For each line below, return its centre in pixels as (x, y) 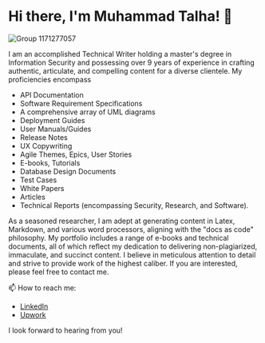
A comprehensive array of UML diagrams (87, 112)
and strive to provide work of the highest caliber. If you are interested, (123, 263)
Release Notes (44, 137)
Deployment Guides (52, 120)
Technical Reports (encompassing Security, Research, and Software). (134, 205)
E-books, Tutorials (50, 162)
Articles (32, 197)
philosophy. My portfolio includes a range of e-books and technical (119, 237)
